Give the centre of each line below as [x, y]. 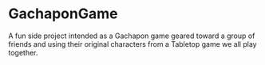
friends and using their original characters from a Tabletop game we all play [132, 44]
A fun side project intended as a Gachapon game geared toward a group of [132, 36]
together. [23, 52]
